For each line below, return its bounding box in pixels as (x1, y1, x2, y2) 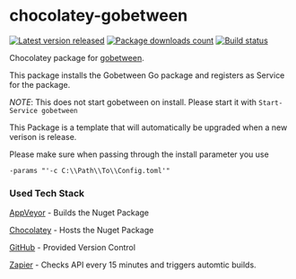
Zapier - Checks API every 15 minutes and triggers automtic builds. (9, 259, 257, 270)
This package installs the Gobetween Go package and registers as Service (9, 69, 285, 81)
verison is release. (9, 131, 77, 142)
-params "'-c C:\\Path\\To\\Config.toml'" (9, 166, 170, 175)
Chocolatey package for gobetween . (9, 52, 145, 63)
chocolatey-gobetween (9, 5, 188, 26)
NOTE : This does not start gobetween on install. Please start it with (9, 96, 257, 108)
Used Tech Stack (9, 187, 85, 199)
